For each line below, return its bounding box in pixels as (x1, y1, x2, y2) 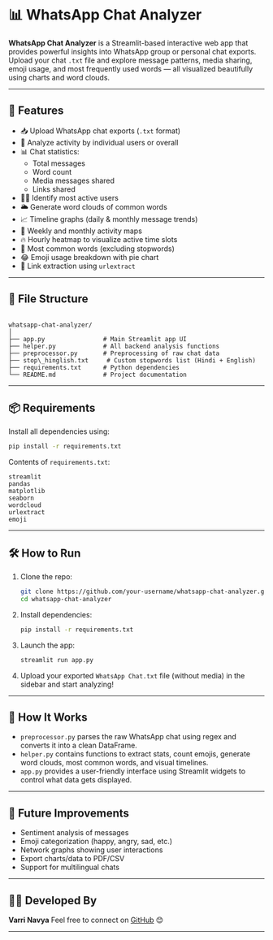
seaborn (8, 494, 35, 503)
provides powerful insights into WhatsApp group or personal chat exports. (8, 46, 257, 56)
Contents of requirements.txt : (8, 457, 110, 467)
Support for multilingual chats (19, 862, 120, 873)
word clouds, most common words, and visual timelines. (19, 758, 209, 768)
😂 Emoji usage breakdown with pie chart (19, 252, 159, 262)
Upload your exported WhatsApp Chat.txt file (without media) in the (19, 670, 245, 680)
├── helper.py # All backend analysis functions (8, 342, 220, 350)
